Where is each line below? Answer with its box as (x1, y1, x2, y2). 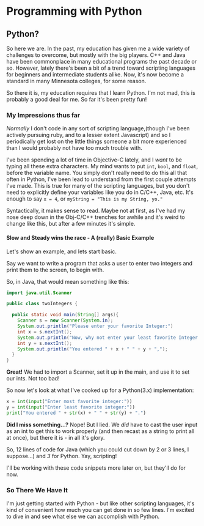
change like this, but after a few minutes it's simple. (6, 220, 136, 228)
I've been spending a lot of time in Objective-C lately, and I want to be (6, 156, 182, 163)
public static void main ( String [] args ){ (12, 312, 119, 318)
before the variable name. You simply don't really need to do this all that (6, 169, 188, 177)
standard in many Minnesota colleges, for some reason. (6, 78, 147, 84)
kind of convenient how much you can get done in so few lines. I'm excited (6, 506, 194, 514)
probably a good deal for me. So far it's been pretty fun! (6, 96, 147, 103)
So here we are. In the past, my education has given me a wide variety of (6, 45, 191, 52)
